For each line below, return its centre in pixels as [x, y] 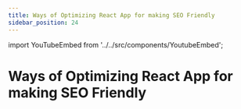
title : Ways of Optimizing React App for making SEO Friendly [112, 15]
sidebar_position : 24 [43, 23]
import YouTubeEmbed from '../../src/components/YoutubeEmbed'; [116, 44]
